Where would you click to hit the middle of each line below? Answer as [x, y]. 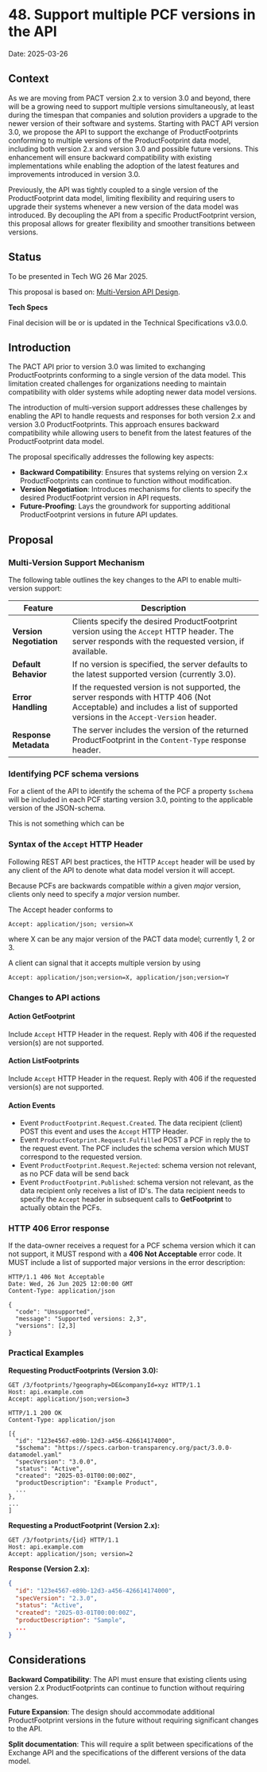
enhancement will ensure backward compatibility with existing [110, 157]
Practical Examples [46, 1353]
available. [90, 651]
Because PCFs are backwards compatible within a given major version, [125, 886]
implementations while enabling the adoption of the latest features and [124, 166]
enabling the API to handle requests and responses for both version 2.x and [132, 416]
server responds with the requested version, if [158, 642]
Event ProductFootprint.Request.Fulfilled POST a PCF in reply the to [135, 1140]
